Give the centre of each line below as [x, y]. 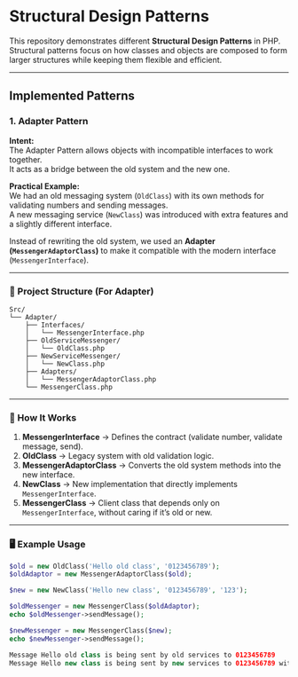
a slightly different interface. [61, 224]
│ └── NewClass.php [65, 364]
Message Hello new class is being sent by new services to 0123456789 [142, 663]
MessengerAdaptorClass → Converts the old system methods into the [152, 465]
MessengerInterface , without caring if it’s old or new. [117, 513]
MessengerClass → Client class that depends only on [121, 503]
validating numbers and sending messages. [89, 205]
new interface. [48, 475]
